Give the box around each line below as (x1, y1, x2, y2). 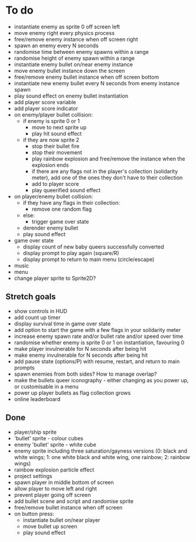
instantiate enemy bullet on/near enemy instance (14, 60, 133, 68)
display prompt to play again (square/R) (22, 249, 119, 256)
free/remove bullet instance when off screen (14, 504, 123, 511)
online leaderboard (14, 395, 60, 402)
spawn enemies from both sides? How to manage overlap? (14, 370, 157, 378)
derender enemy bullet (22, 224, 79, 231)
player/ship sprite (14, 428, 57, 435)
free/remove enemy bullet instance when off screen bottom (14, 73, 159, 80)
